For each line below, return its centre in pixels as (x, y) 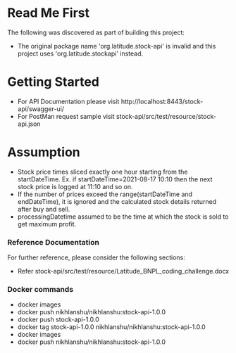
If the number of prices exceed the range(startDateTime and (105, 194)
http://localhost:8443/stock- (162, 101)
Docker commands (41, 290)
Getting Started (54, 82)
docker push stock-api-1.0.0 (58, 320)
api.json (29, 124)
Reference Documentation (54, 242)
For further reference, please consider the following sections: (96, 257)
